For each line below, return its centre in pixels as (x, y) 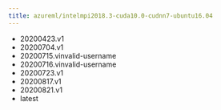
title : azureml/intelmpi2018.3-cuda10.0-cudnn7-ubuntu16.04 (111, 16)
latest (29, 98)
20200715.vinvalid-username (68, 55)
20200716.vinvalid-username (68, 64)
